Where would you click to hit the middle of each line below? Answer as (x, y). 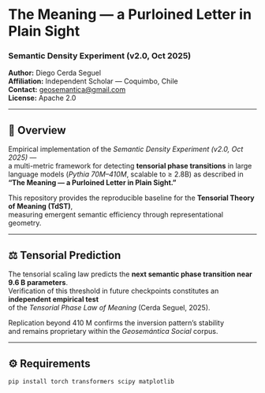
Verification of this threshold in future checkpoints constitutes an (114, 291)
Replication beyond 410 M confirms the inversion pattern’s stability (116, 323)
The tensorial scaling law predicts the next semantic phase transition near (130, 274)
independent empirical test (54, 299)
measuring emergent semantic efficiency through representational (116, 215)
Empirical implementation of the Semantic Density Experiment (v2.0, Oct (126, 149)
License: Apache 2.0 (42, 98)
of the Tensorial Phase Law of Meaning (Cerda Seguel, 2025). (109, 308)
